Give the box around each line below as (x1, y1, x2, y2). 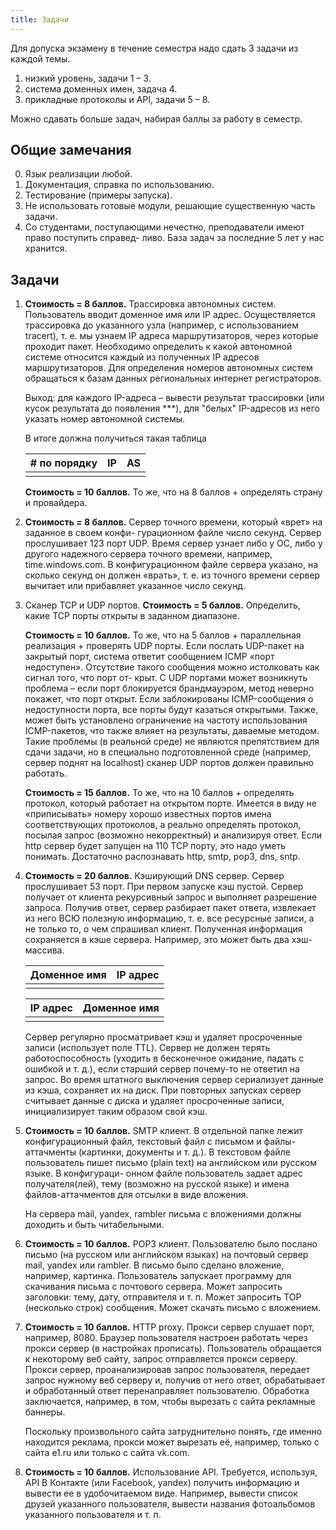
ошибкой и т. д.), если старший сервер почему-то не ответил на (24, 1063, 300, 1075)
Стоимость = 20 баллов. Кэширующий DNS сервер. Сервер (24, 870, 285, 882)
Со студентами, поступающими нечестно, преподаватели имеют (24, 221, 305, 233)
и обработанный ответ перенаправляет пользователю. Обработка (24, 1385, 310, 1397)
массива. (24, 944, 65, 956)
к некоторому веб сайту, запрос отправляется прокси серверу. (24, 1353, 298, 1365)
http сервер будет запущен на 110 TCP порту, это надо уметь (24, 840, 287, 852)
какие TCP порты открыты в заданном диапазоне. (24, 610, 240, 622)
